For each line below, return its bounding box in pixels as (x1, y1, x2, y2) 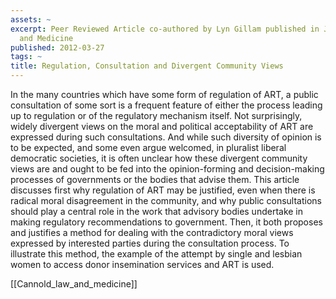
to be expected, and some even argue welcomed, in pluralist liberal (10, 142, 287, 153)
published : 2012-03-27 (10, 42, 105, 53)
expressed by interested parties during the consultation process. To (10, 237, 290, 249)
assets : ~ (10, 14, 52, 25)
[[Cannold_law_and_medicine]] (10, 278, 138, 290)
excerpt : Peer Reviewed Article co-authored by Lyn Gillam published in (10, 24, 320, 34)
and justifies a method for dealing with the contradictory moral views (10, 227, 294, 238)
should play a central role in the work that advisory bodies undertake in (10, 206, 304, 217)
